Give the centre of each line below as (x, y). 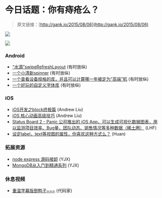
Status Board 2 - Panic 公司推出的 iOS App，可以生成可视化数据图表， (83, 121)
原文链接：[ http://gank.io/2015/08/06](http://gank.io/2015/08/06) (83, 24)
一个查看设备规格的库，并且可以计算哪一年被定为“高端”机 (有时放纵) (80, 79)
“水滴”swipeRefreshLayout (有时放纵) (50, 67)
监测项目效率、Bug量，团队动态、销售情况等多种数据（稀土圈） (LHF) (87, 128)
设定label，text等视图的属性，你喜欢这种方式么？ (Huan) (69, 134)
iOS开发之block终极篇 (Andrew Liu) (48, 109)
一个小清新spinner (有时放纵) (41, 73)
